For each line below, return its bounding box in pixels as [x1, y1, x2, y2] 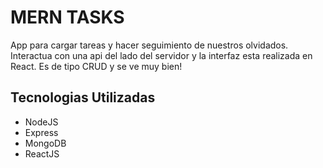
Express [24, 126, 59, 138]
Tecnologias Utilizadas [10, 89, 156, 106]
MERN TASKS [10, 6, 125, 29]
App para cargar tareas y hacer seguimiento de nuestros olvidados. [10, 39, 289, 51]
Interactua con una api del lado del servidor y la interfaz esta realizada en [10, 49, 313, 61]
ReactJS [24, 147, 60, 160]
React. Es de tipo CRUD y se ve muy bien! [10, 60, 183, 72]
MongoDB [24, 137, 67, 149]
